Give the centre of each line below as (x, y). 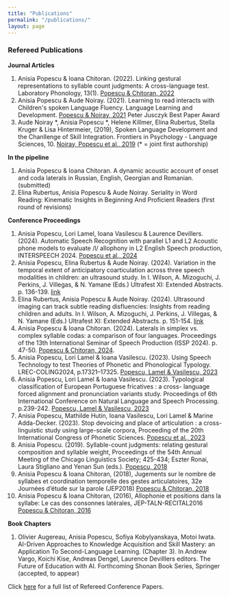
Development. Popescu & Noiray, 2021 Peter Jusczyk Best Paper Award (118, 114)
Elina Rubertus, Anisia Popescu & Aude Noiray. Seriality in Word (107, 192)
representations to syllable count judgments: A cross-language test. (113, 86)
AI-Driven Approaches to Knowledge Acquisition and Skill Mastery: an (116, 544)
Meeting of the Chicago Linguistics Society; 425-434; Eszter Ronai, (113, 459)
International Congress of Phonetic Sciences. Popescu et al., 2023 (112, 437)
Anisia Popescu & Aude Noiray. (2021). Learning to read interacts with (116, 100)
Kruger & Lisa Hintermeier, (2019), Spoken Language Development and (117, 129)
